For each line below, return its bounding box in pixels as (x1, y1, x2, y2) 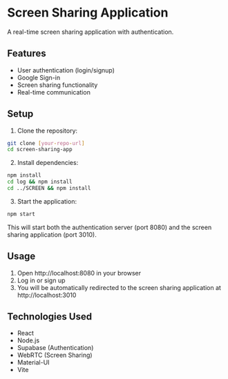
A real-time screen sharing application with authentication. (7, 28, 174, 36)
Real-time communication (17, 88, 91, 96)
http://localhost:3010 (17, 291, 77, 299)
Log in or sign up (17, 276, 66, 284)
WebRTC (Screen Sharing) (17, 351, 93, 360)
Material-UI (17, 358, 50, 367)
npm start (7, 211, 36, 217)
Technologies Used (7, 311, 92, 322)
